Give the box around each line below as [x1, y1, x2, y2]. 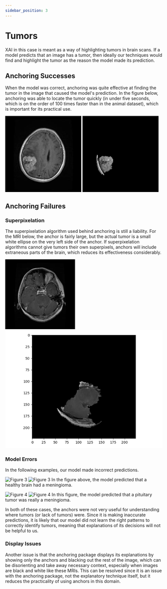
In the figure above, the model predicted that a [51, 477, 147, 483]
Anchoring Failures [5, 202, 66, 210]
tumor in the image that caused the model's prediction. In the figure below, [5, 90, 159, 96]
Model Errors [5, 455, 37, 462]
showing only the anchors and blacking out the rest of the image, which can [5, 557, 161, 563]
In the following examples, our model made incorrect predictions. [5, 467, 139, 473]
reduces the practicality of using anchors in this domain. [5, 578, 121, 584]
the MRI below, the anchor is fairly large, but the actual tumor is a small [5, 233, 151, 239]
